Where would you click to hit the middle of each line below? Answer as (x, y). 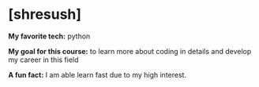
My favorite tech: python (49, 36)
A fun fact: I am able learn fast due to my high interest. (98, 74)
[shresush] (45, 14)
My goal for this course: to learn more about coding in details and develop (130, 51)
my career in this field (43, 60)
